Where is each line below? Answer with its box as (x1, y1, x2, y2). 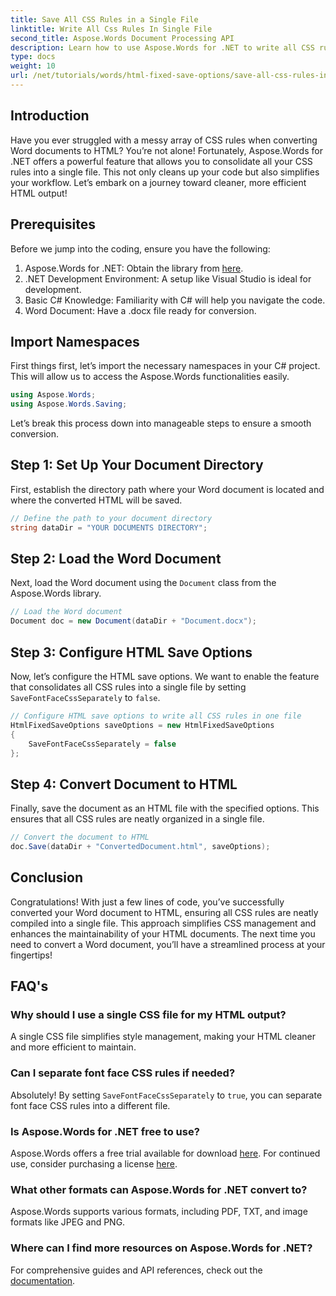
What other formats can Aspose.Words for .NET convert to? (10, 1182, 308, 1196)
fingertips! (10, 949, 53, 961)
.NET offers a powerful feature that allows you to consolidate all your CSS (10, 155, 313, 167)
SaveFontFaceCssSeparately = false (28, 739, 177, 749)
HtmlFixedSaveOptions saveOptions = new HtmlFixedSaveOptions (10, 720, 275, 730)
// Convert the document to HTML (10, 832, 150, 843)
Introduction (10, 107, 90, 125)
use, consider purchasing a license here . (10, 1158, 178, 1170)
